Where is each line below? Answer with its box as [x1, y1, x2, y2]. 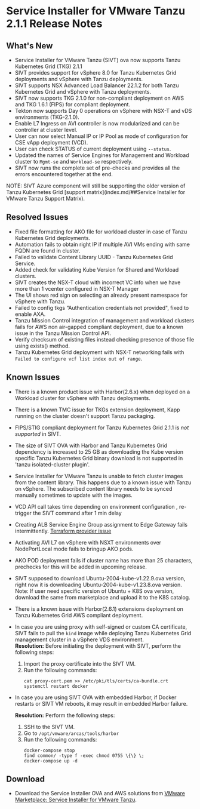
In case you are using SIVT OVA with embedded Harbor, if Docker [14, 694, 177, 701]
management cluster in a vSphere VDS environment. [14, 636, 144, 643]
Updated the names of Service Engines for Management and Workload [14, 152, 189, 159]
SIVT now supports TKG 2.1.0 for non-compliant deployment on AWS [14, 94, 184, 101]
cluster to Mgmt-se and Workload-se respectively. [14, 158, 133, 165]
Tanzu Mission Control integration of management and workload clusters [14, 316, 195, 324]
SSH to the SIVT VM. [23, 723, 75, 730]
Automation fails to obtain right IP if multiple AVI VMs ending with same [14, 241, 190, 248]
